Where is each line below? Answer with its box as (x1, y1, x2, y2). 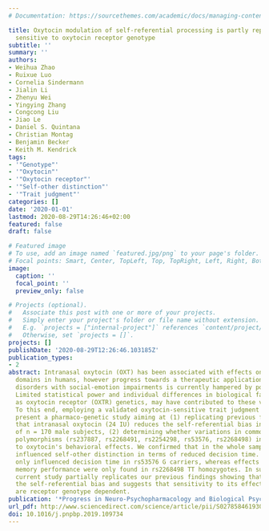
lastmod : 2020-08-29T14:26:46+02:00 (8, 213, 130, 221)
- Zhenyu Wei (8, 93, 52, 101)
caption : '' (15, 272, 56, 280)
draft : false (8, 228, 52, 236)
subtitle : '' (8, 41, 52, 49)
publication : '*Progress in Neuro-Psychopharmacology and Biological (8, 495, 246, 504)
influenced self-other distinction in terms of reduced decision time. (15, 450, 260, 458)
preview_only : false (15, 286, 84, 295)
